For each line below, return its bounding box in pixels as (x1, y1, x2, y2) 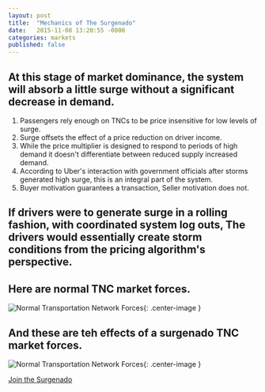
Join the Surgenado (8, 375, 73, 384)
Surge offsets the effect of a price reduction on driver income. (19, 132, 223, 142)
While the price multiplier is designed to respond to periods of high (19, 141, 238, 150)
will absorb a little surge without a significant (8, 82, 235, 96)
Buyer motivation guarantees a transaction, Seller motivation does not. (19, 183, 249, 192)
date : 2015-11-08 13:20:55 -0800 (8, 26, 126, 34)
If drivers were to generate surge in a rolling (8, 206, 228, 220)
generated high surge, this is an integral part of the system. (19, 175, 214, 184)
